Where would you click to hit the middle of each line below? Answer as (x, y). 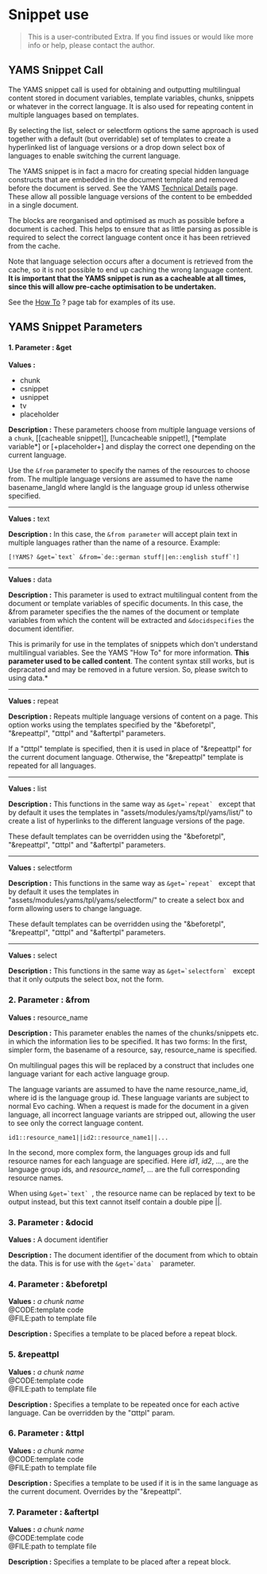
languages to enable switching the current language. (95, 155)
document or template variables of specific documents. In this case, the (126, 604)
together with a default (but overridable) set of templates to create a (120, 139)
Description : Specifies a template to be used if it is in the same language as (133, 1482)
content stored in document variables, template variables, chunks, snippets (131, 98)
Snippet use (49, 15)
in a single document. (44, 205)
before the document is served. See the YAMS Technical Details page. (123, 188)
